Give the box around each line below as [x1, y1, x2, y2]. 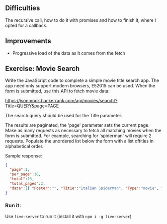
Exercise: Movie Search [5, 65, 80, 73]
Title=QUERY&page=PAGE [5, 103, 59, 109]
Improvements [5, 37, 51, 45]
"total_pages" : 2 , [9, 181, 46, 186]
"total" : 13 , [9, 176, 35, 182]
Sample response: [5, 153, 42, 159]
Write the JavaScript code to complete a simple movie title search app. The [5, 77, 159, 83]
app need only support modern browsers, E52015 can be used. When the [5, 83, 156, 89]
